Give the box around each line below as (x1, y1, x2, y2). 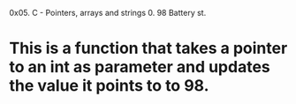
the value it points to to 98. (9, 76, 209, 96)
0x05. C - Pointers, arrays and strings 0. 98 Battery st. (9, 8, 207, 18)
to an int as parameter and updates (9, 57, 271, 78)
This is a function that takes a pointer (9, 39, 288, 58)
